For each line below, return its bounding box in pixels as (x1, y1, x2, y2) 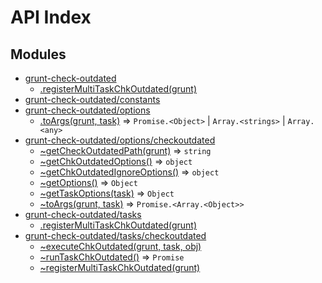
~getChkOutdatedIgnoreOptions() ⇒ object (39, 166, 220, 178)
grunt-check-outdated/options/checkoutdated (24, 134, 216, 146)
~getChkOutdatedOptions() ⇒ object (39, 156, 193, 167)
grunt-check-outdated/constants (24, 94, 161, 105)
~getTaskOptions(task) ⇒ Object (39, 187, 175, 199)
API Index (10, 6, 92, 29)
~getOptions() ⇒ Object (39, 177, 138, 188)
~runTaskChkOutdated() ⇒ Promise (39, 251, 185, 263)
